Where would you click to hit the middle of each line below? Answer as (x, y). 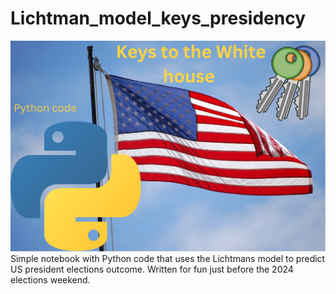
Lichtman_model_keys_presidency (158, 18)
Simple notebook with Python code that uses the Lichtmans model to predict (168, 259)
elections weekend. (50, 280)
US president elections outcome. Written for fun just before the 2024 (152, 269)
